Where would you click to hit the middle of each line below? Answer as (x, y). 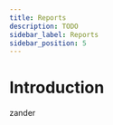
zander (23, 113)
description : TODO (44, 26)
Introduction (57, 88)
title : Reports (38, 18)
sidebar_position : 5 (48, 43)
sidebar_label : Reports (54, 34)
